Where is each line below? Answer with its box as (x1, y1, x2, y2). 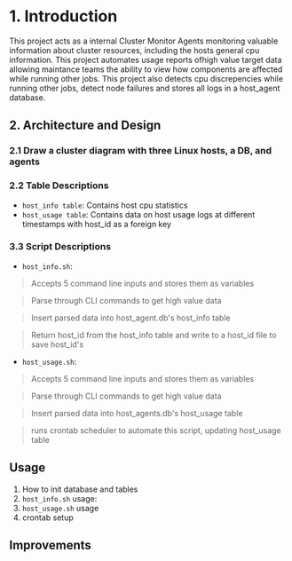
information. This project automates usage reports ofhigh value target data (9, 54, 282, 65)
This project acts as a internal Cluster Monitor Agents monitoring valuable (9, 36, 279, 46)
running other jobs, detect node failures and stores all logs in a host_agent (9, 83, 280, 93)
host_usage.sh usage (21, 502, 99, 513)
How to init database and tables (21, 484, 138, 494)
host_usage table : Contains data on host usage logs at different (21, 209, 256, 219)
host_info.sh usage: (21, 493, 98, 503)
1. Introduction (9, 6, 118, 27)
